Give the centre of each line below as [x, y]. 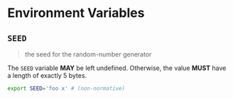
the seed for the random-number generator [88, 54]
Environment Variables [76, 13]
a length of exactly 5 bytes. [47, 75]
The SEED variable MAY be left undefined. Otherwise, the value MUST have [117, 68]
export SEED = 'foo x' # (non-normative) [66, 88]
